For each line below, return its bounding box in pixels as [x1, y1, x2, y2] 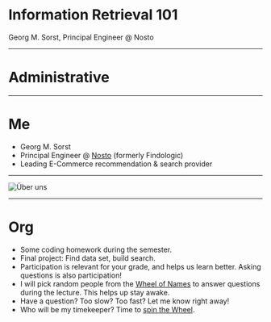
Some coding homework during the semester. [19, 245, 173, 254]
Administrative [8, 69, 110, 86]
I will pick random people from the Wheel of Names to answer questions [19, 278, 261, 288]
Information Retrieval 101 [8, 6, 178, 24]
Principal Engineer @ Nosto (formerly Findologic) [19, 150, 184, 160]
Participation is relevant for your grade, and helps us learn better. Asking [19, 261, 262, 271]
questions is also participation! [19, 270, 123, 280]
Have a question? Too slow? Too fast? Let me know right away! [19, 296, 230, 306]
